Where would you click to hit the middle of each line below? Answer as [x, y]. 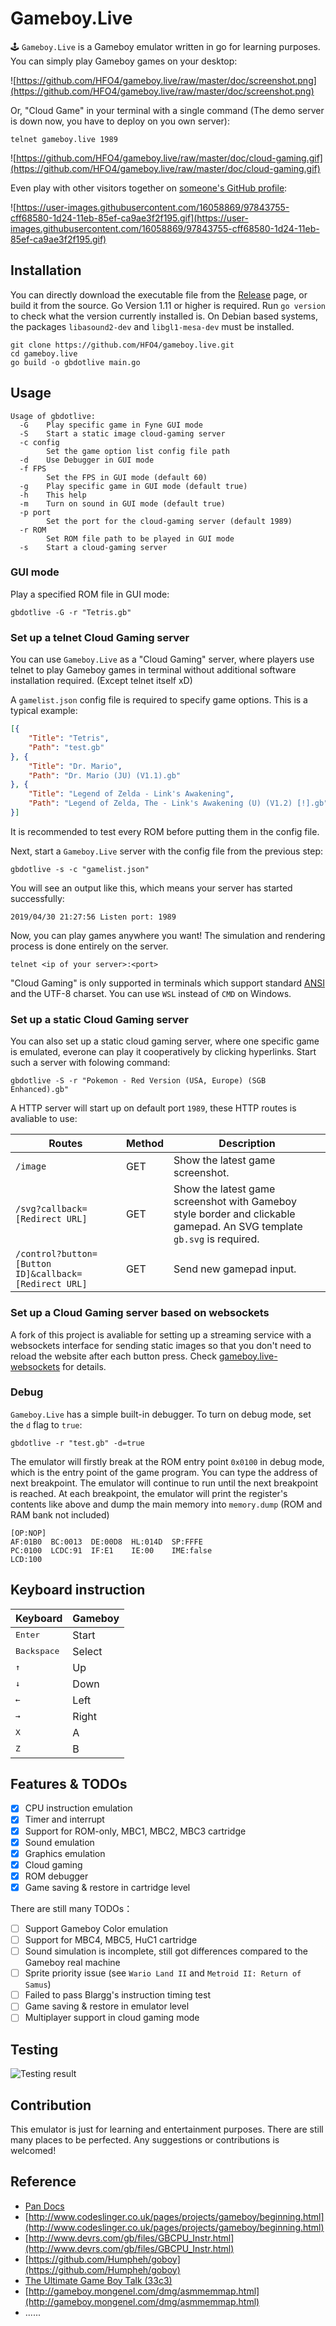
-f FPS [33, 468]
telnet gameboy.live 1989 [64, 139]
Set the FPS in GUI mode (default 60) [127, 477]
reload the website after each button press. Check [113, 1356]
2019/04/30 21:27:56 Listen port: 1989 [93, 917]
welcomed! [33, 2150]
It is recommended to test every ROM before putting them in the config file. [165, 831]
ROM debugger [56, 1876]
